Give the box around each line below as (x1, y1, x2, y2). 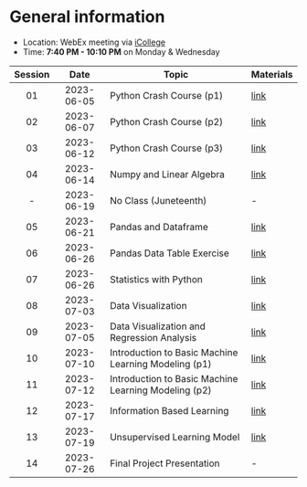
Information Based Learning (109, 404, 229, 417)
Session (14, 68, 50, 80)
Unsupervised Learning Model (109, 430, 240, 443)
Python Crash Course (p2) (109, 115, 224, 128)
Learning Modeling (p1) (109, 357, 212, 370)
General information (9, 6, 165, 27)
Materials (250, 68, 293, 80)
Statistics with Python (109, 272, 203, 285)
